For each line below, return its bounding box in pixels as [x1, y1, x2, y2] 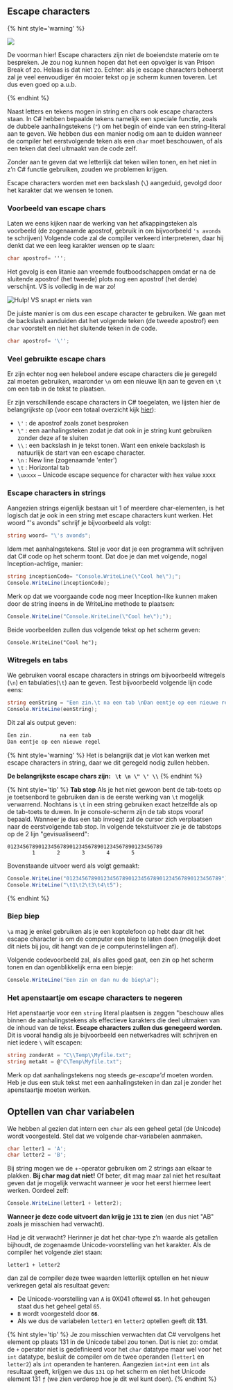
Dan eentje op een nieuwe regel [7, 738, 101, 745]
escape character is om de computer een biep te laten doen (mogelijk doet [7, 935, 221, 943]
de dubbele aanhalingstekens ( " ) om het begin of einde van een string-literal [7, 122, 226, 130]
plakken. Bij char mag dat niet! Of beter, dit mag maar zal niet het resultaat [7, 1171, 221, 1180]
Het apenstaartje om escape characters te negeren [7, 992, 182, 1002]
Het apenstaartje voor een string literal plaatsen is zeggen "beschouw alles [7, 1008, 224, 1017]
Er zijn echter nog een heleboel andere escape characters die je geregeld [7, 370, 217, 378]
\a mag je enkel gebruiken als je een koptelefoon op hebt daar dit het [7, 927, 205, 935]
